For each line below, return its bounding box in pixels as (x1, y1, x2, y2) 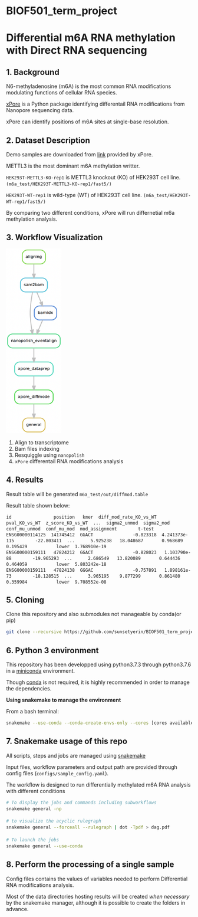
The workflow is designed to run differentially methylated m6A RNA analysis (6, 781, 191, 788)
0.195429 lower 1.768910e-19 (6, 543, 107, 549)
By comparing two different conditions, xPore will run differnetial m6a (6, 209, 175, 216)
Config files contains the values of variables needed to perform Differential (6, 875, 188, 882)
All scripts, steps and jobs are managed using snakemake (6, 752, 146, 759)
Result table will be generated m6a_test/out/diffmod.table (6, 490, 148, 497)
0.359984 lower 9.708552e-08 (6, 579, 107, 585)
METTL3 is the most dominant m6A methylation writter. (6, 162, 140, 169)
